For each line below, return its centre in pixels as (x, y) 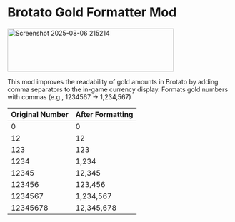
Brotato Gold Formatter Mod (92, 12)
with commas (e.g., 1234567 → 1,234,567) (69, 96)
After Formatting (104, 114)
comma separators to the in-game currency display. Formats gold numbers (118, 89)
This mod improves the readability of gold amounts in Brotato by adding (113, 81)
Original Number (40, 114)
